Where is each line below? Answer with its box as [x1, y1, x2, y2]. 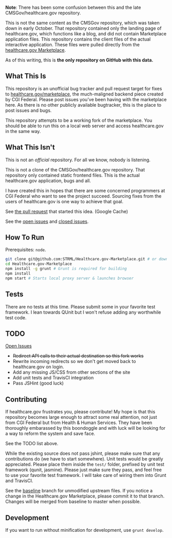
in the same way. [5, 128, 41, 134]
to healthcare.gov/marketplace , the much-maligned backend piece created [5, 91, 164, 97]
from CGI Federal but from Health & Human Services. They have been [5, 419, 153, 426]
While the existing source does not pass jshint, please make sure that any [5, 450, 160, 456]
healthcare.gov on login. [12, 364, 64, 370]
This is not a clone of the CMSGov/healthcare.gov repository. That [5, 166, 145, 172]
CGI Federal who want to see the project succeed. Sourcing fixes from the [5, 193, 162, 199]
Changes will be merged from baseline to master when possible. [5, 498, 141, 505]
